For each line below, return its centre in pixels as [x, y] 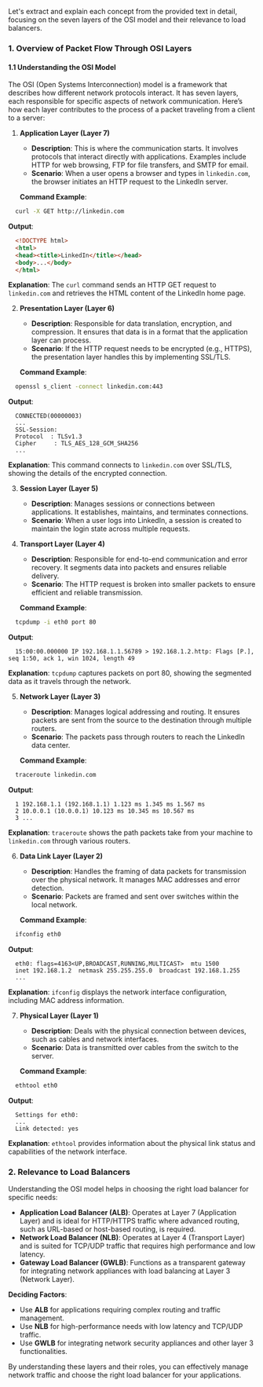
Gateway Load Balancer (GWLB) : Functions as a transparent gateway [132, 1263]
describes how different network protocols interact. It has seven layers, [123, 93]
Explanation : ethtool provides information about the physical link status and [132, 1143]
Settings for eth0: [47, 1114]
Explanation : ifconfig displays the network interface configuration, [118, 992]
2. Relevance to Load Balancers [69, 1172]
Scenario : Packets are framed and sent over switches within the [135, 896]
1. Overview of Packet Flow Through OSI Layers [100, 48]
